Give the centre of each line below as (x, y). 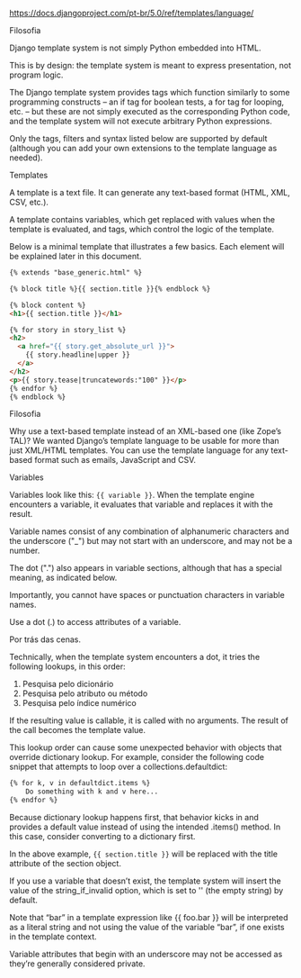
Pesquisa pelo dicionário (68, 684)
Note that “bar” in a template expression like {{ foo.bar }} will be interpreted (149, 917)
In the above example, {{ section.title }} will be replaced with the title (144, 854)
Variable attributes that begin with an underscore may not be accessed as (146, 954)
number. (25, 551)
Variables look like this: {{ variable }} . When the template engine (132, 495)
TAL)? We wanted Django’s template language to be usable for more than (145, 441)
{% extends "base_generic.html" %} (76, 273)
